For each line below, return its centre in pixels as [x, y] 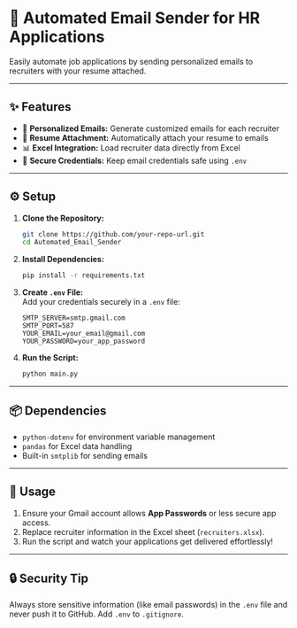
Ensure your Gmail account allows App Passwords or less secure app [149, 513]
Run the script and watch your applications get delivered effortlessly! [148, 541]
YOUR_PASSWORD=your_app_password [84, 341]
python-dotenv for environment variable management [118, 437]
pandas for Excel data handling [77, 446]
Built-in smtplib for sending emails [85, 455]
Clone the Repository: [63, 218]
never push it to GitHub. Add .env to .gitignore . [96, 614]
